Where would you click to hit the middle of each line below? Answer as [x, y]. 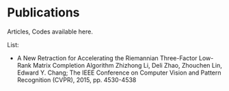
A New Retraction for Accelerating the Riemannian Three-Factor [107, 58]
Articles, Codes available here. [50, 31]
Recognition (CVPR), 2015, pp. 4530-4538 [77, 79]
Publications [43, 13]
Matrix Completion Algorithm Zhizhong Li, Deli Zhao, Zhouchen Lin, [127, 65]
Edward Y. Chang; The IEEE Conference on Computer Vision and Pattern [119, 73]
